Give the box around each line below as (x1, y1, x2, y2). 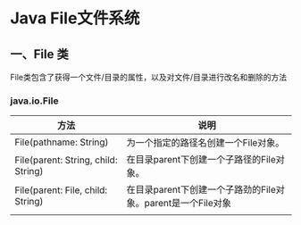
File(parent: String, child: (14, 154, 118, 166)
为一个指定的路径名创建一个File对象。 (126, 137, 285, 149)
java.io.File (10, 95, 59, 107)
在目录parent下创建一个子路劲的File (126, 184, 276, 196)
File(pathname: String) (14, 136, 109, 148)
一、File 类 (10, 46, 70, 62)
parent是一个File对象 (144, 197, 231, 210)
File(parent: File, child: (14, 184, 108, 196)
